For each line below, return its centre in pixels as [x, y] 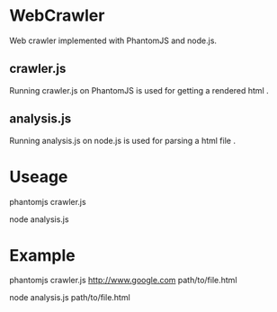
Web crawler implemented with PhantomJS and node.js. [113, 40]
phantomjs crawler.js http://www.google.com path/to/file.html [123, 281]
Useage [39, 177]
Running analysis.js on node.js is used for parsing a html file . [123, 140]
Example [42, 255]
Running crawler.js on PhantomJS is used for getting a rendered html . [139, 90]
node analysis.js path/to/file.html [70, 298]
